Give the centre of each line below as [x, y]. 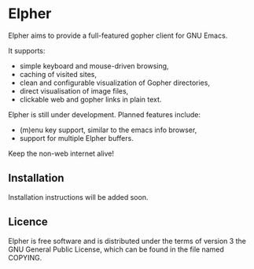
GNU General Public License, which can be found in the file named [116, 249]
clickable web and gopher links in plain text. [90, 99]
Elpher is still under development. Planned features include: [104, 114]
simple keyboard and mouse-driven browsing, [94, 66]
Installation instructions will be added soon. [78, 197]
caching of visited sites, [58, 74]
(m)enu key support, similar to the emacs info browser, [108, 130]
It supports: [27, 50]
